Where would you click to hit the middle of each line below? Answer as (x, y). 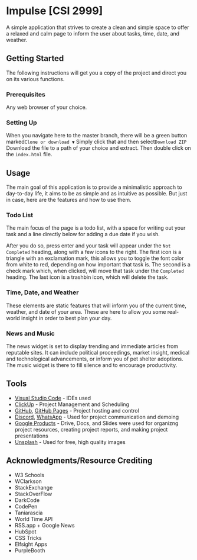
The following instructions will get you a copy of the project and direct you (96, 73)
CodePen (26, 506)
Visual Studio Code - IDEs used (53, 398)
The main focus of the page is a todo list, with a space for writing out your (96, 228)
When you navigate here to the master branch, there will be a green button (97, 136)
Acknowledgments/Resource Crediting (79, 461)
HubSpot (25, 532)
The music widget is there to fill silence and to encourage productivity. (92, 365)
